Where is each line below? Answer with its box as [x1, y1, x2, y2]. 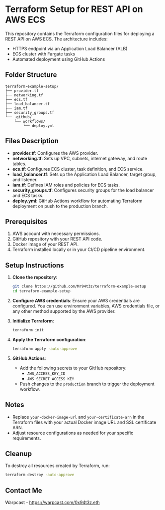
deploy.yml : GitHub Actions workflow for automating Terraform [12, 198, 143, 204]
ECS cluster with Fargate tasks [12, 51, 76, 57]
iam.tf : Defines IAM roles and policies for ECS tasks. [12, 182, 120, 188]
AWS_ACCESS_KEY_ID [27, 371, 66, 376]
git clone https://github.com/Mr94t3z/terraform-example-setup [12, 284, 147, 289]
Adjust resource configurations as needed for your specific [12, 430, 134, 436]
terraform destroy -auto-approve [5, 473, 75, 478]
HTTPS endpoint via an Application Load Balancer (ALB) [12, 45, 128, 51]
